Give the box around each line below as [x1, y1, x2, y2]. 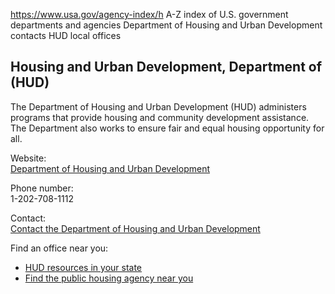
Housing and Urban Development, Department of [10, 59, 323, 76]
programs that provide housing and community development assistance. [10, 111, 310, 123]
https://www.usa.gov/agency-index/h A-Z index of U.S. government [10, 9, 289, 20]
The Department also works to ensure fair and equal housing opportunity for [10, 122, 325, 134]
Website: [10, 152, 47, 164]
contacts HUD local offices [10, 30, 122, 41]
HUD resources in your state [24, 261, 143, 273]
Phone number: [10, 182, 74, 194]
